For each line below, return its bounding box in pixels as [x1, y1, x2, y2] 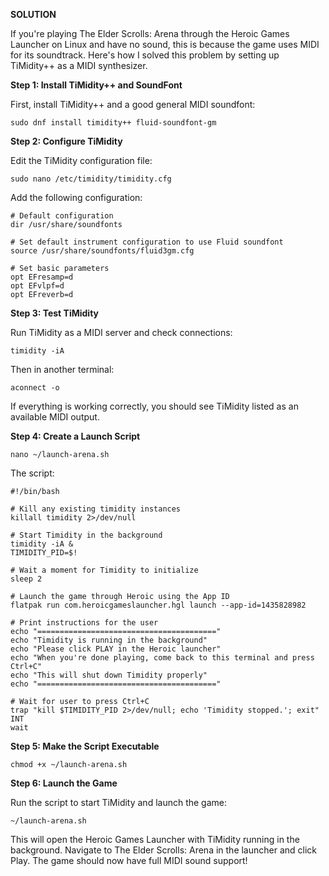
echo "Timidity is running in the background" [10, 635, 208, 645]
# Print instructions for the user [10, 618, 159, 628]
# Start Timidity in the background [10, 530, 163, 540]
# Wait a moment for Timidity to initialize [10, 565, 199, 575]
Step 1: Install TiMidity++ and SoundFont [10, 79, 183, 91]
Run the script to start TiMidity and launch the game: [10, 797, 228, 808]
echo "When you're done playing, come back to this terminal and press [10, 653, 315, 663]
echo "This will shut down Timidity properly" [10, 670, 208, 680]
